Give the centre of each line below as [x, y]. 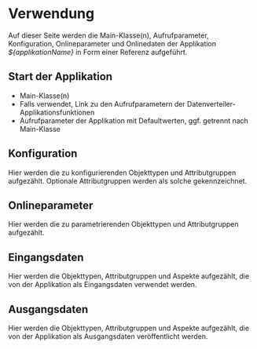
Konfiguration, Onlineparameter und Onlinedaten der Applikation [112, 43]
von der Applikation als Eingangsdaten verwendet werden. [103, 285]
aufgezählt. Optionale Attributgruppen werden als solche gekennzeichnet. [128, 180]
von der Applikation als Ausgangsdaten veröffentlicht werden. [108, 336]
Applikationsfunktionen [57, 112]
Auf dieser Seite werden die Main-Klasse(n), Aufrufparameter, [109, 35]
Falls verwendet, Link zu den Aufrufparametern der [103, 104]
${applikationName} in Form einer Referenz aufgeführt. [98, 52]
